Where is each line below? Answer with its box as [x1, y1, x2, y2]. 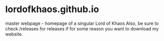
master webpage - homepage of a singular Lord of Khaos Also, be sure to [5, 20, 159, 26]
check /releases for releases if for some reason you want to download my [5, 25, 159, 31]
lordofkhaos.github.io [5, 4, 99, 15]
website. [5, 31, 23, 37]
